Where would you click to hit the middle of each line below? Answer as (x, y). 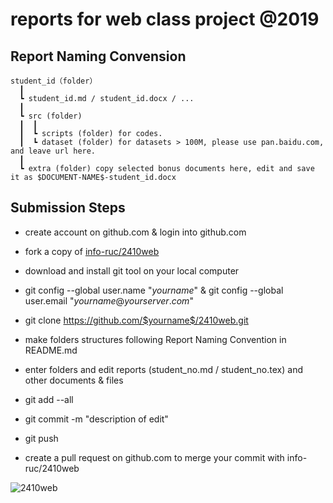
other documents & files (74, 380)
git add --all (49, 399)
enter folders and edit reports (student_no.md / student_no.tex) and (163, 369)
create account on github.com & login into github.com (135, 232)
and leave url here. (53, 151)
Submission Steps (68, 208)
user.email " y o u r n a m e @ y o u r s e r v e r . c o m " (109, 300)
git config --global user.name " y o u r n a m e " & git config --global (154, 290)
